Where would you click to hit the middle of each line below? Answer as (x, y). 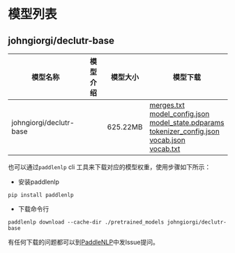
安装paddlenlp (39, 182)
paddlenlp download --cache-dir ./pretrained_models (86, 222)
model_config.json (180, 114)
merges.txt (167, 105)
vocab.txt (165, 149)
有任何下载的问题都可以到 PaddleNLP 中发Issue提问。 (83, 242)
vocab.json (167, 140)
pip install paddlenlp (41, 195)
